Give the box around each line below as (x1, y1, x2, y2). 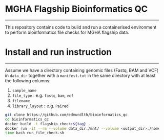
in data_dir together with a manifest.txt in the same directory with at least (5, 72, 156, 78)
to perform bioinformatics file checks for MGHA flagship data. (5, 29, 129, 35)
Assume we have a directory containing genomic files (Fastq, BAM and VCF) (5, 67, 159, 73)
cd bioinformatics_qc (5, 117, 49, 122)
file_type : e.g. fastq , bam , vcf (12, 92, 74, 98)
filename (12, 98, 30, 103)
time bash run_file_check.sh (5, 131, 64, 136)
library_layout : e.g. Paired (12, 103, 69, 109)
